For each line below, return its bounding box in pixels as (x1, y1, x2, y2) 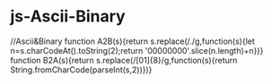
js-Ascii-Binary (10, 6, 126, 27)
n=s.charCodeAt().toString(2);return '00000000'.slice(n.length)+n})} (10, 45, 264, 55)
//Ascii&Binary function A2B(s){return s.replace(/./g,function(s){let (10, 36, 255, 46)
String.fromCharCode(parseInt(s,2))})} (10, 64, 153, 75)
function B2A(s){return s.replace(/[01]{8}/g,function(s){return (10, 55, 238, 65)
